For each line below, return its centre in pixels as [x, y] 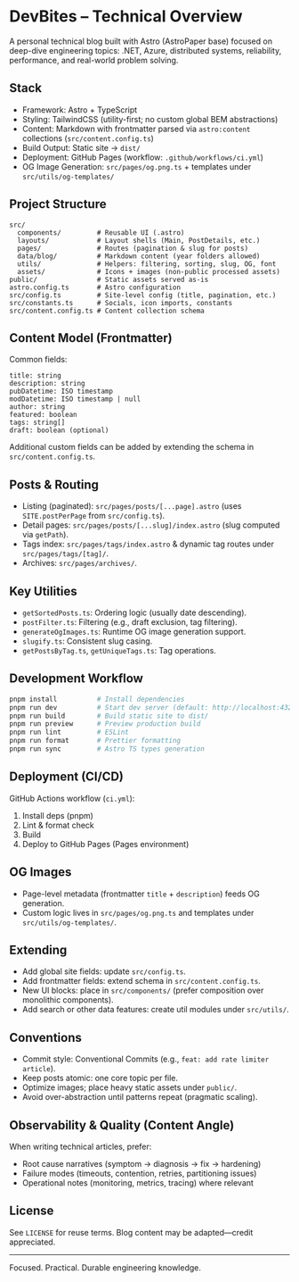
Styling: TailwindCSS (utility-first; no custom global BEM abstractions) [150, 119]
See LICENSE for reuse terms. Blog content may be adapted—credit [131, 1232]
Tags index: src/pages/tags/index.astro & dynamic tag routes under [148, 544]
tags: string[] [37, 423]
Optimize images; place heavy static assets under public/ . [129, 1087]
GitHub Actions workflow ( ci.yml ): [72, 798]
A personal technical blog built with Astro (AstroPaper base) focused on [141, 41]
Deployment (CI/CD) [67, 777]
